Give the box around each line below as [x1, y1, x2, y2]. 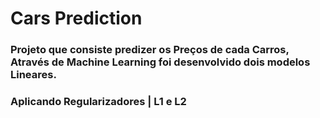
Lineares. [10, 68, 57, 82]
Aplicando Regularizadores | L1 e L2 [10, 95, 187, 109]
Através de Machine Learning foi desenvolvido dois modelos [10, 55, 311, 69]
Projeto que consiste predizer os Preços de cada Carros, [10, 43, 290, 57]
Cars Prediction [10, 7, 143, 30]
